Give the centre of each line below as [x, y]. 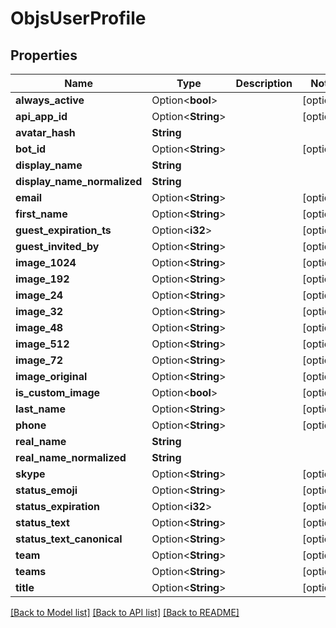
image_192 [42, 279]
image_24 [39, 295]
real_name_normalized [71, 457]
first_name [41, 214]
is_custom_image [58, 392]
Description [264, 83]
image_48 [39, 327]
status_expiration [58, 506]
